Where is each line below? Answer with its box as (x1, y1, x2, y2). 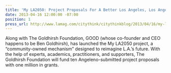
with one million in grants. (5, 62, 60, 68)
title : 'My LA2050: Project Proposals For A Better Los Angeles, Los (5, 7, 156, 13)
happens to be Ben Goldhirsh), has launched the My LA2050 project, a (5, 41, 154, 47)
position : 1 (5, 17, 31, 22)
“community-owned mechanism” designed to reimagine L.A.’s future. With (5, 46, 160, 52)
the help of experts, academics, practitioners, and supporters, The (5, 51, 145, 57)
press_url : (5, 21, 28, 27)
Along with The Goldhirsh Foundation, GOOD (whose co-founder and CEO (5, 35, 161, 41)
